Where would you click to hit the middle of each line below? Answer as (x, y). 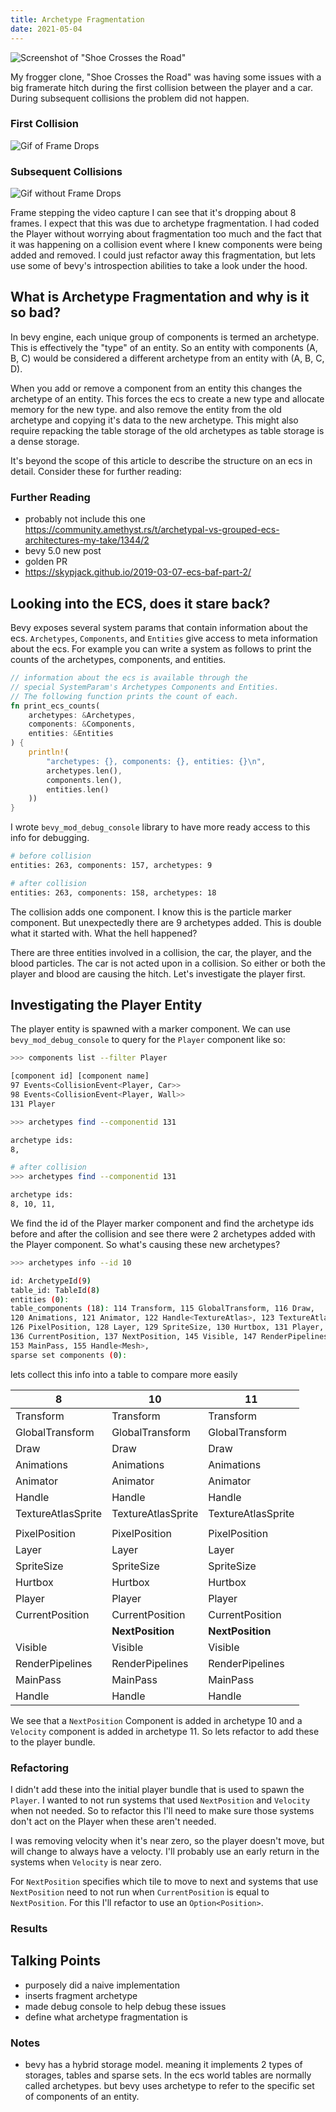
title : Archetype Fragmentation (77, 19)
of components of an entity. (82, 2097)
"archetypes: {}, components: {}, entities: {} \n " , (156, 761)
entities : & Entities (71, 734)
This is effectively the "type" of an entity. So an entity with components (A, (164, 347)
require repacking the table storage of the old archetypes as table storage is (167, 430)
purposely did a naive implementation (102, 1985)
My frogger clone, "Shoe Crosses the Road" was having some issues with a (166, 77)
